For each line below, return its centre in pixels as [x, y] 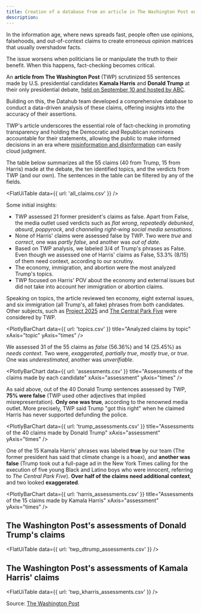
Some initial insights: [32, 205]
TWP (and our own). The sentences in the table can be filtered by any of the [100, 175]
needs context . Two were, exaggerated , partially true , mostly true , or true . [98, 353]
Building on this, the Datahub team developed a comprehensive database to [100, 101]
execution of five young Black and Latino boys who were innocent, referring [100, 469]
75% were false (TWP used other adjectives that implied [76, 395]
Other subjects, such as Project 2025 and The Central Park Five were [92, 311]
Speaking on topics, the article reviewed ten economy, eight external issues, [100, 298]
